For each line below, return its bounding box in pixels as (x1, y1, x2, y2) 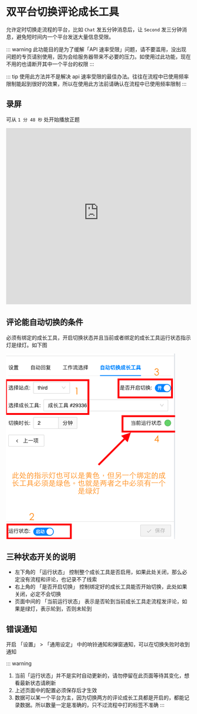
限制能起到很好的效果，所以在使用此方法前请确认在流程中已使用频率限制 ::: (6, 80, 187, 87)
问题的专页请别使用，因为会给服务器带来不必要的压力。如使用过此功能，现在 (6, 53, 191, 60)
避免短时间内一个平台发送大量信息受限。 (16, 33, 114, 40)
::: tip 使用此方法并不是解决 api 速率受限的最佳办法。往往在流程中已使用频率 (6, 73, 189, 80)
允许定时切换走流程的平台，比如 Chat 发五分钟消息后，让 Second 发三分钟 (6, 26, 182, 33)
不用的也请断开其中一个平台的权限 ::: (6, 60, 95, 68)
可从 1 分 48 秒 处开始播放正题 (6, 116, 80, 123)
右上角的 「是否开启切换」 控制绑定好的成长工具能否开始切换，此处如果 (14, 583, 188, 591)
